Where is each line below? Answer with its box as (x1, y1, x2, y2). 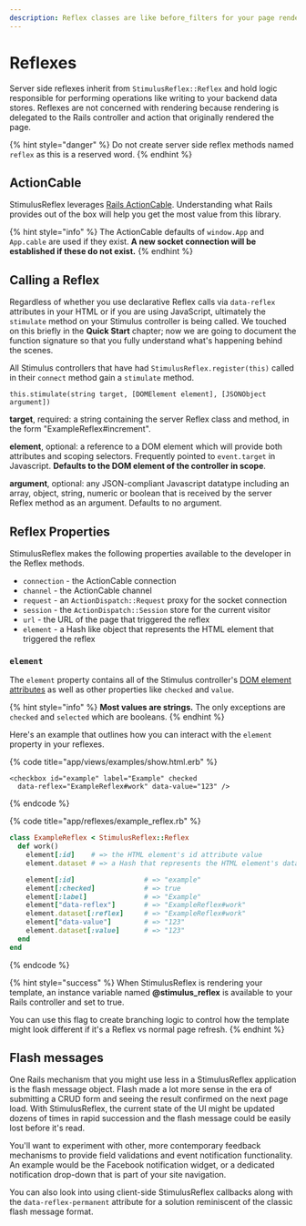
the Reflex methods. (9, 557, 85, 568)
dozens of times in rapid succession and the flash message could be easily (9, 1113, 291, 1124)
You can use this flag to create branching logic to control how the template (9, 1014, 290, 1025)
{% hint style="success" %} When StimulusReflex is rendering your (9, 976, 263, 988)
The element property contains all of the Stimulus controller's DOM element (9, 675, 291, 686)
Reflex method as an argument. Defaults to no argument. (9, 497, 222, 508)
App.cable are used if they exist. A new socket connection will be (9, 236, 257, 247)
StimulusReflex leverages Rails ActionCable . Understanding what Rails (9, 199, 273, 210)
